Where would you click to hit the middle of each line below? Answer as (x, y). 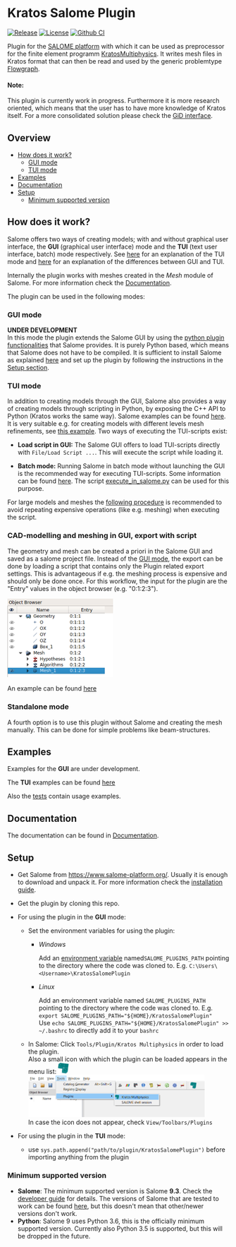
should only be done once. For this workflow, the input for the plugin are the (117, 581)
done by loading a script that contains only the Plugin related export (106, 566)
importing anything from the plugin (78, 1157)
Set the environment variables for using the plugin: (101, 931)
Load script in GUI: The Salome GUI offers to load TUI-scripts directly (119, 445)
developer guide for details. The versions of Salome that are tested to (118, 1198)
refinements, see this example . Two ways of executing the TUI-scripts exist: (117, 431)
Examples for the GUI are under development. (74, 769)
